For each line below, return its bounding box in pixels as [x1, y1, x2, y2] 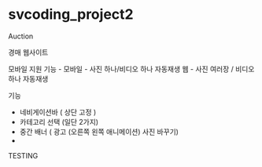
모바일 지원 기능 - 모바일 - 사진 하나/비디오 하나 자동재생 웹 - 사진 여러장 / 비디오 [8, 64, 255, 74]
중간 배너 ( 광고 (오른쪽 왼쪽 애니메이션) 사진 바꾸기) [19, 127, 179, 136]
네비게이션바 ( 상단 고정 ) [19, 107, 97, 117]
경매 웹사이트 [8, 47, 49, 56]
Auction [8, 31, 34, 41]
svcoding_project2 [8, 5, 134, 24]
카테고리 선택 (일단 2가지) [19, 117, 99, 126]
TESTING [8, 151, 39, 160]
